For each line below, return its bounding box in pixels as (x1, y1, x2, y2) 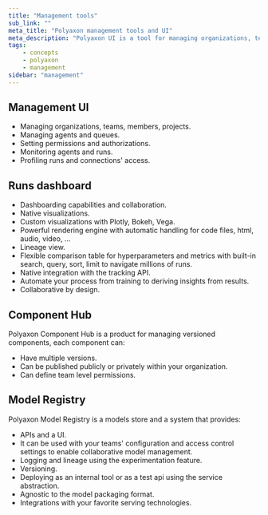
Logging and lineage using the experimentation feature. (19, 455, 203, 465)
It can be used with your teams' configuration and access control (19, 438, 235, 448)
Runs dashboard (8, 179, 92, 192)
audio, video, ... (19, 234, 71, 244)
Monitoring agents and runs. (19, 147, 113, 156)
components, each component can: (8, 338, 125, 347)
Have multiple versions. (19, 353, 97, 363)
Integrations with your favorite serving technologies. (19, 497, 192, 507)
